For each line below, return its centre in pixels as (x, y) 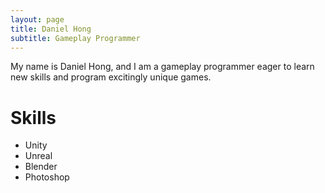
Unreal (38, 156)
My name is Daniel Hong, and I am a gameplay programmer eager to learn (162, 67)
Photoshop (47, 177)
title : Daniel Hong (51, 29)
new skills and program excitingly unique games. (111, 77)
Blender (41, 167)
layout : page (37, 19)
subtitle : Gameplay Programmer (75, 38)
